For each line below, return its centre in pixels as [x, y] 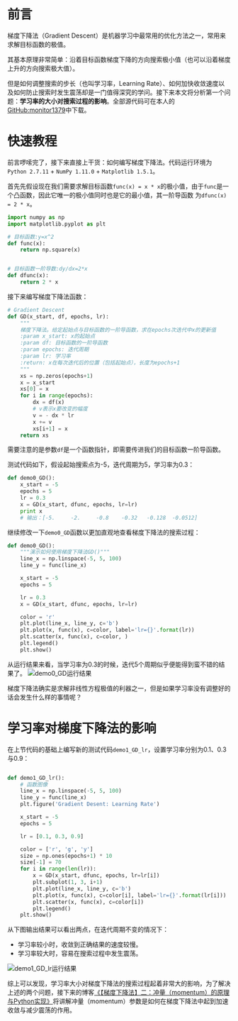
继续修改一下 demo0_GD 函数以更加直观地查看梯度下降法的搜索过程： [104, 532]
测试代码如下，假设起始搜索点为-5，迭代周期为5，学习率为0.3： [101, 464]
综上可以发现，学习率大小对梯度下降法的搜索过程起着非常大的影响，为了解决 [119, 983]
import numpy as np [36, 217]
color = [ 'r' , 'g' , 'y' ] [57, 849]
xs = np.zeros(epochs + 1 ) [57, 376]
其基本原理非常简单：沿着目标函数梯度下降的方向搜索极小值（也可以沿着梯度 [119, 59]
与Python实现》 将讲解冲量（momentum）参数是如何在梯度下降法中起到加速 [118, 1001]
